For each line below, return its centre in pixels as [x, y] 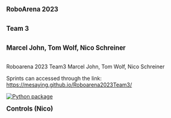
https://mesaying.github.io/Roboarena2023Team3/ [69, 85]
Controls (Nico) [30, 109]
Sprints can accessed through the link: [54, 78]
